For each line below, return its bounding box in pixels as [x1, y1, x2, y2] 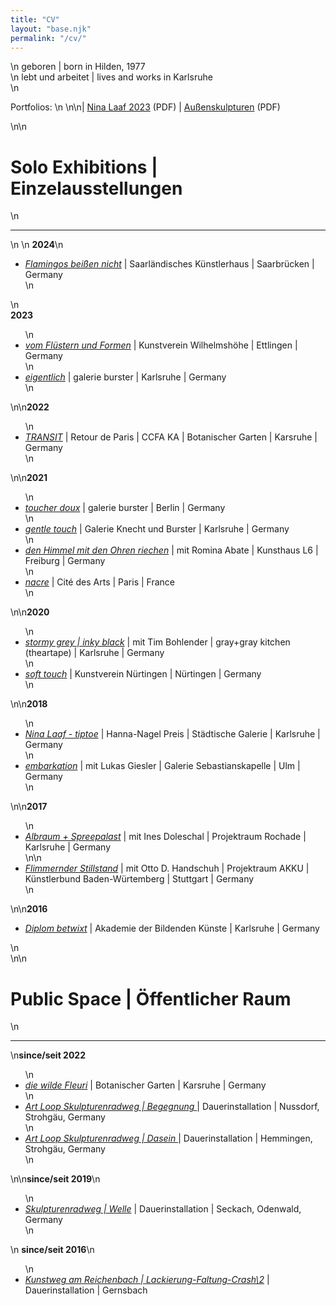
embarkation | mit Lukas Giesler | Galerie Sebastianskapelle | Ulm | [24, 760, 301, 772]
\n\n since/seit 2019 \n [10, 1173, 101, 1185]
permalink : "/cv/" [10, 33, 87, 43]
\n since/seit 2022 [10, 1049, 87, 1061]
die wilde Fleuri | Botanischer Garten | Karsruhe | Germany [24, 1079, 267, 1091]
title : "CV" [10, 14, 60, 25]
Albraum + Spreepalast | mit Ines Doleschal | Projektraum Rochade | [24, 831, 307, 843]
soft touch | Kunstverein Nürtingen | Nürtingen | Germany [24, 668, 262, 680]
